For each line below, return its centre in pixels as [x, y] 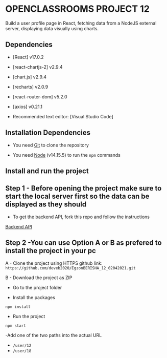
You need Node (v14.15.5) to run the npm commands [67, 155]
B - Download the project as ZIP [39, 278]
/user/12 [22, 345]
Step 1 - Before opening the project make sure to [83, 188]
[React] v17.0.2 [28, 57]
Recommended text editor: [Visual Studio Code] [63, 116]
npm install [18, 307]
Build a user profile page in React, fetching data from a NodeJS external [81, 23]
